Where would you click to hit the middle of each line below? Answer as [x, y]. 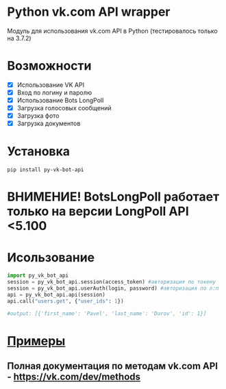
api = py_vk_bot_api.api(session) [56, 294]
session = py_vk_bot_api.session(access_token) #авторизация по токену [111, 282]
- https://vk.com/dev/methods [74, 377]
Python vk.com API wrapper [89, 12]
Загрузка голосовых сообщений [64, 108]
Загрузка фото [38, 116]
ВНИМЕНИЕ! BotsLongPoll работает [113, 197]
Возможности [49, 66]
